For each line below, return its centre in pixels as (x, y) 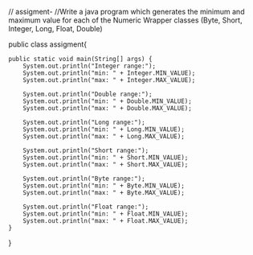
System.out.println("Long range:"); (84, 122)
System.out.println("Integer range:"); (90, 66)
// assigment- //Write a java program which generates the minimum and (126, 12)
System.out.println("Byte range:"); (84, 179)
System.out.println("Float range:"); (86, 207)
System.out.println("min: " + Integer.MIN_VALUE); (109, 73)
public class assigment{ (47, 44)
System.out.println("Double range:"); (88, 94)
